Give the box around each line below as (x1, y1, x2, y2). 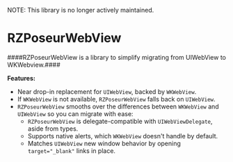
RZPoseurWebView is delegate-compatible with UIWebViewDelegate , (27, 117, 214, 125)
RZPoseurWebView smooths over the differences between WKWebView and (17, 102, 219, 111)
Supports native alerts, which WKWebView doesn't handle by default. (27, 131, 218, 140)
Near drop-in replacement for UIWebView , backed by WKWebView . (17, 87, 197, 96)
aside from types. (27, 124, 79, 133)
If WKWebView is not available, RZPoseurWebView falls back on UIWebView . (17, 95, 216, 103)
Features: (7, 74, 36, 82)
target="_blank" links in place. (27, 146, 116, 155)
